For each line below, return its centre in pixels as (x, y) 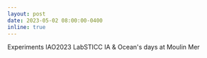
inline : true (27, 27)
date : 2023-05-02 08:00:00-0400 (55, 21)
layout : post (27, 14)
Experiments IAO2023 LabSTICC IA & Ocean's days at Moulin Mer (103, 47)
